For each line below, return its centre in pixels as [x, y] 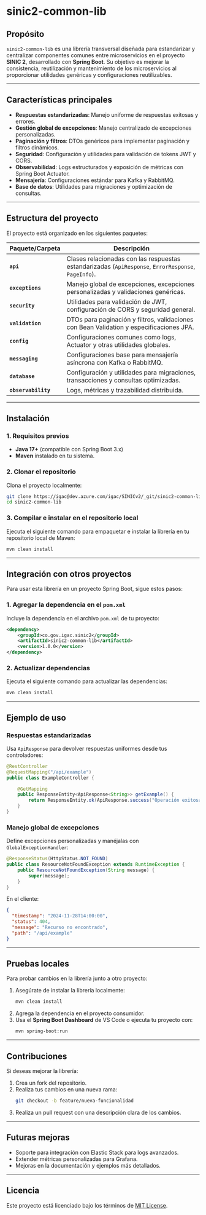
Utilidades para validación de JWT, [117, 301]
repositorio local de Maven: [41, 538]
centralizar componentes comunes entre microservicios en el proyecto [96, 55]
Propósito [25, 34]
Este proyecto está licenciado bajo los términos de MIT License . [87, 1205]
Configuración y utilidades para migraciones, [131, 372]
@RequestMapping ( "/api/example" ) [49, 772]
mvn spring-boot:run [41, 1031]
